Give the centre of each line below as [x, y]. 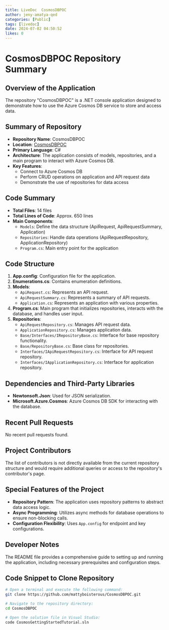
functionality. [34, 341]
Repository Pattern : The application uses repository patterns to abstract [88, 502]
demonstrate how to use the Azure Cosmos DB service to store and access [83, 105]
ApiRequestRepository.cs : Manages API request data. [75, 324]
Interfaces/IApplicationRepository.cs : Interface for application [87, 362]
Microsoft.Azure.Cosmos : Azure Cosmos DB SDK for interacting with [85, 401]
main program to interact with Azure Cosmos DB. [63, 161]
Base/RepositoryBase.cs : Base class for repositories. [75, 346]
